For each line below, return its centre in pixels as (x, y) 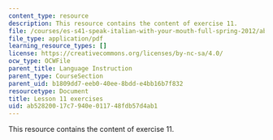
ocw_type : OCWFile (39, 62)
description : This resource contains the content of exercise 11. (123, 23)
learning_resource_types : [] (58, 46)
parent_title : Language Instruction (70, 69)
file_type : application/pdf (56, 38)
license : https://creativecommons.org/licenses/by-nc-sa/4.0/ (116, 53)
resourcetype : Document (49, 91)
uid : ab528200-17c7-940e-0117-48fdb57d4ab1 (83, 106)
